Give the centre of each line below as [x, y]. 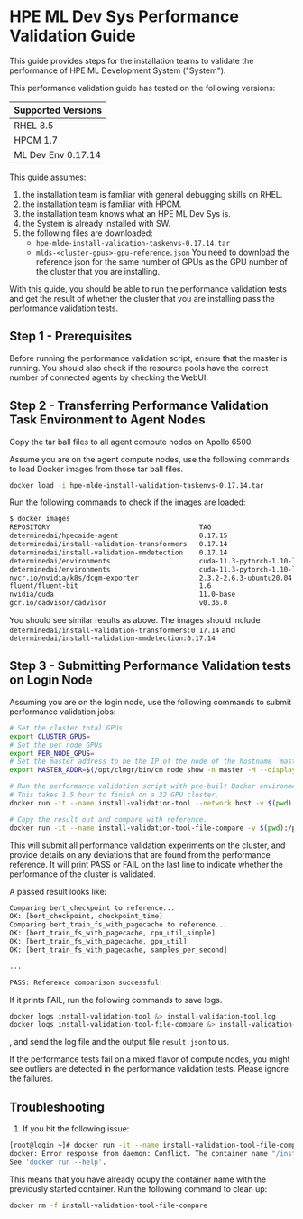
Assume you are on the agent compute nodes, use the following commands [150, 459]
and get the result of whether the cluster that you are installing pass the [142, 298]
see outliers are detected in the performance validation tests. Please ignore [149, 1069]
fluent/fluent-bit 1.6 [110, 586]
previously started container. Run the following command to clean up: [138, 1188]
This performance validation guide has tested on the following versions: [142, 88]
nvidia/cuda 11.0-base [123, 595]
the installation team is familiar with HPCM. [102, 204]
